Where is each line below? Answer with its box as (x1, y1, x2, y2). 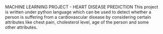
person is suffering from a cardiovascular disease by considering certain (5, 14, 151, 20)
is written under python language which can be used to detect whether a (5, 9, 151, 15)
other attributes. (5, 24, 38, 30)
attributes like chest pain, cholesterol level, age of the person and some (5, 19, 149, 25)
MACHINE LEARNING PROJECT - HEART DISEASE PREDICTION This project (5, 4, 159, 10)
